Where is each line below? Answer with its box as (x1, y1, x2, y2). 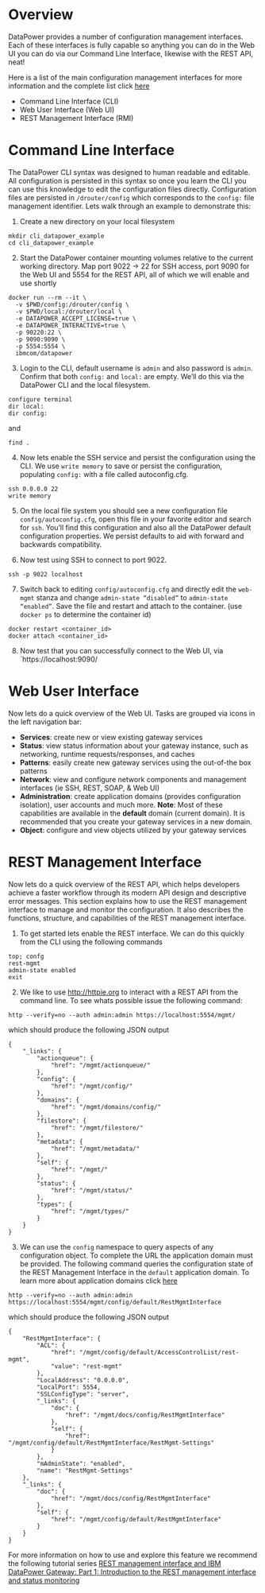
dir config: (8, 409, 48, 417)
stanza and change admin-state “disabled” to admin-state (36, 592, 229, 602)
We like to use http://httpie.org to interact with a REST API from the (19, 987, 239, 997)
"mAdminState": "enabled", (36, 1459, 126, 1467)
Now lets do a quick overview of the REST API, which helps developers (8, 879, 240, 889)
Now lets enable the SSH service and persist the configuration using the (19, 452, 256, 462)
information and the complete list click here (8, 81, 150, 91)
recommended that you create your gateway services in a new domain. (19, 816, 252, 826)
